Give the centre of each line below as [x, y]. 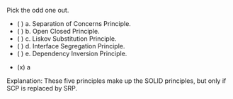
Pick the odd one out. [38, 10]
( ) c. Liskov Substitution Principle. [67, 39]
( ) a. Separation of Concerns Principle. [74, 24]
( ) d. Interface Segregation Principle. [71, 46]
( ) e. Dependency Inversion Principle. [72, 53]
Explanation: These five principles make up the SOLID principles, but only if [116, 81]
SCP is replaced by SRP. [42, 88]
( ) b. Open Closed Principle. [58, 31]
